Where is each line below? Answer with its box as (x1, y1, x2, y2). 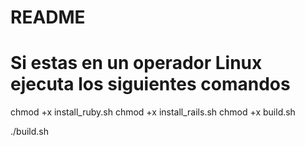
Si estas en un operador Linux (10, 52, 263, 75)
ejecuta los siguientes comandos (10, 73, 291, 96)
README (10, 6, 86, 29)
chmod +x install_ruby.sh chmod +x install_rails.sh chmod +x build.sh (10, 106, 296, 118)
